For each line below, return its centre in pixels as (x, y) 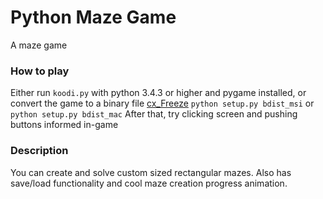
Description (39, 151)
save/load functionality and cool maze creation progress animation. (149, 183)
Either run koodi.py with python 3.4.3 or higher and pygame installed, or (158, 93)
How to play (40, 71)
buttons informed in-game (64, 125)
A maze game (39, 45)
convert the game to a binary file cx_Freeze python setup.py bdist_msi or (162, 103)
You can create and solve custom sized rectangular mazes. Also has (151, 172)
